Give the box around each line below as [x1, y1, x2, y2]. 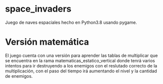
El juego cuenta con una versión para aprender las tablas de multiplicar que [5, 52, 158, 58]
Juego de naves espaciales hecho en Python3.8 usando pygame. [5, 19, 137, 25]
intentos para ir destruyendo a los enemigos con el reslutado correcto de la [5, 63, 158, 68]
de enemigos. [5, 73, 33, 79]
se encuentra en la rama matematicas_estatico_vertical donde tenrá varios [5, 57, 155, 64]
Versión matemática [5, 36, 89, 48]
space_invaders [5, 3, 72, 15]
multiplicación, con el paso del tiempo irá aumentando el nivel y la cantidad [5, 68, 157, 74]
